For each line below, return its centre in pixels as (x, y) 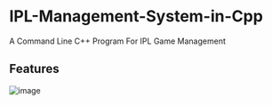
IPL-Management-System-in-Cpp (136, 16)
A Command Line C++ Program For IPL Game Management (118, 41)
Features (34, 69)
